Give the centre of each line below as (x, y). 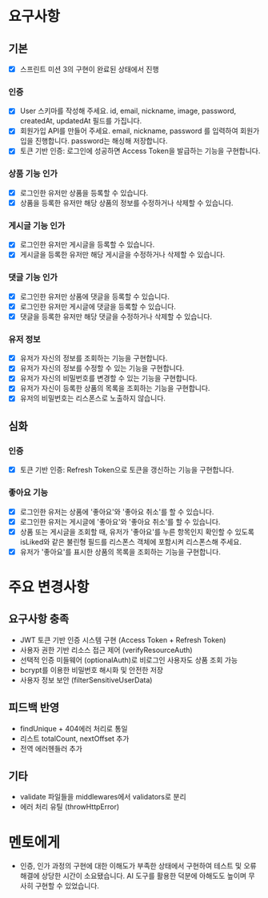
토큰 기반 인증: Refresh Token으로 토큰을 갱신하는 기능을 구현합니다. (127, 470)
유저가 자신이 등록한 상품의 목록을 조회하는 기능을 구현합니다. (115, 389)
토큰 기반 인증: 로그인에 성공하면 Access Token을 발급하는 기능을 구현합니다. (140, 151)
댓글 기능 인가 (33, 277)
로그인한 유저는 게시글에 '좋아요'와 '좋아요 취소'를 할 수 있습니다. (120, 521)
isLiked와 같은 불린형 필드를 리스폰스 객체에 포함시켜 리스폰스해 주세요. (131, 542)
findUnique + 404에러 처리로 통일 (74, 728)
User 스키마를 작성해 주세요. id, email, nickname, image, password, (128, 111)
